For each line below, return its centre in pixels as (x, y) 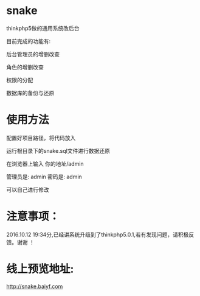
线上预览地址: (40, 269)
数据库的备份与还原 (30, 93)
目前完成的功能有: (29, 41)
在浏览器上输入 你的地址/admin (45, 164)
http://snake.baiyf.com (35, 286)
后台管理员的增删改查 (33, 54)
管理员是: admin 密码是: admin (44, 177)
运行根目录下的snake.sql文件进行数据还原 (58, 150)
